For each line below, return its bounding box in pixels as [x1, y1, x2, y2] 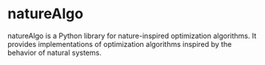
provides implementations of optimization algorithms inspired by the [7, 39, 232, 48]
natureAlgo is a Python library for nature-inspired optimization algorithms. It [7, 31, 257, 40]
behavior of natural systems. [7, 48, 102, 57]
